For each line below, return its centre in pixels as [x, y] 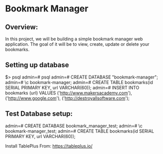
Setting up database [37, 65]
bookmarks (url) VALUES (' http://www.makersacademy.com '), [69, 93]
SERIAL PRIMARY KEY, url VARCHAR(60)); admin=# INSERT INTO [72, 87]
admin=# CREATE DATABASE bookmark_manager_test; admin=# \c [74, 126]
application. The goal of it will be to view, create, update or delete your [77, 44]
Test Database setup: [39, 114]
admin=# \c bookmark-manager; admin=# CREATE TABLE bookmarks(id [79, 82]
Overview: [22, 27]
